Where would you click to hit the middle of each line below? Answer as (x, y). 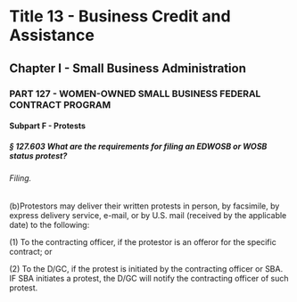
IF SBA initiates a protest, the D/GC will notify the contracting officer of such (149, 278)
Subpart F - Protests (48, 126)
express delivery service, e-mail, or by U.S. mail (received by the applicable (148, 215)
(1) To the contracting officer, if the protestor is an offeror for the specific (143, 241)
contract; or (31, 251)
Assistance (52, 35)
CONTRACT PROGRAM (60, 104)
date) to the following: (49, 224)
